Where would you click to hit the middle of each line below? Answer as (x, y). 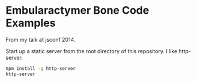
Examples (31, 23)
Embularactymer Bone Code (77, 10)
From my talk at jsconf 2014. (41, 39)
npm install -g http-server (41, 68)
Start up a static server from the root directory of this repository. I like (92, 51)
